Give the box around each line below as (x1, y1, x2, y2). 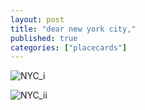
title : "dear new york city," (10, 24, 137, 34)
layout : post (10, 14, 65, 25)
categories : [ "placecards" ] (10, 42, 128, 53)
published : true (10, 33, 78, 43)
